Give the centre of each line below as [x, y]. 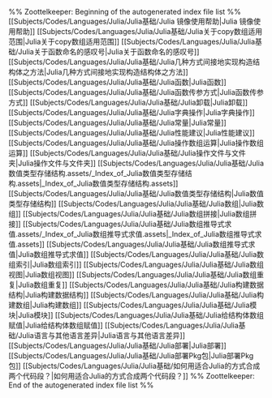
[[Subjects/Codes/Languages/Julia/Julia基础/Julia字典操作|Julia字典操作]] [132, 112]
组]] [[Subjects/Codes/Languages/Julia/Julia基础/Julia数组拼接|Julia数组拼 [133, 214]
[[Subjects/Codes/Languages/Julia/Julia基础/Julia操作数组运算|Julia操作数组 [136, 143]
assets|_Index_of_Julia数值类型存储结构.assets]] [98, 183]
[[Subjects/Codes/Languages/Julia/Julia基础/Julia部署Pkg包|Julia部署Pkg [131, 355]
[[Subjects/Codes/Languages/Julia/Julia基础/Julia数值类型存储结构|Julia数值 [136, 193]
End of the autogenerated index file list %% [81, 385]
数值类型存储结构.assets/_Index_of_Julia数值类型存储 [97, 173]
